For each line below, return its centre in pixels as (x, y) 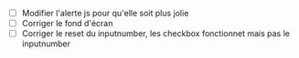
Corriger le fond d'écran (67, 24)
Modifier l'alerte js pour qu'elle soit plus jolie (105, 13)
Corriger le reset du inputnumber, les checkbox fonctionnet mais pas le (155, 34)
